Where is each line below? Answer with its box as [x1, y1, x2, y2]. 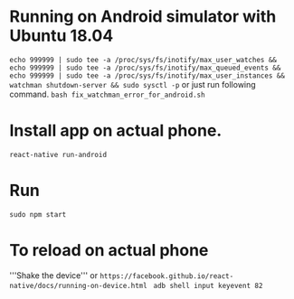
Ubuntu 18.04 [9, 25, 114, 46]
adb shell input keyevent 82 [153, 281, 263, 290]
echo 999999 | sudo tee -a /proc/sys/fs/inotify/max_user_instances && [9, 70, 285, 80]
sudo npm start [9, 210, 67, 219]
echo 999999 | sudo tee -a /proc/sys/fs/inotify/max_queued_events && [9, 63, 281, 72]
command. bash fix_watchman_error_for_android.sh [9, 89, 205, 99]
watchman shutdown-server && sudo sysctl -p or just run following [9, 79, 256, 89]
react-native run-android [9, 150, 107, 159]
